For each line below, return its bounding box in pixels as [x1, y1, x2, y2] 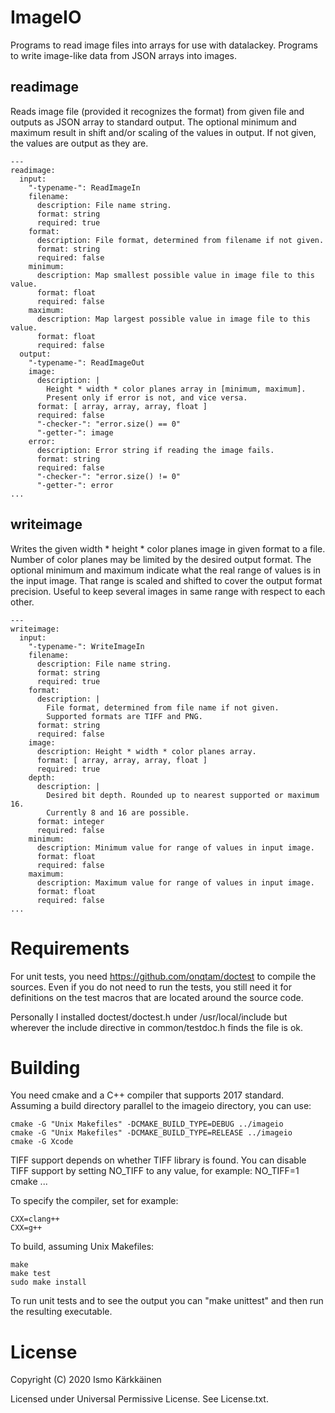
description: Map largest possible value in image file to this [36, 314, 311, 324]
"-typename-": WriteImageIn [28, 641, 145, 651]
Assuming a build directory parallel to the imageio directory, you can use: [10, 1100, 312, 1112]
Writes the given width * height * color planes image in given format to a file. [10, 542, 326, 555]
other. [10, 596, 35, 608]
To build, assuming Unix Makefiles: [10, 1241, 155, 1253]
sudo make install [10, 1277, 87, 1288]
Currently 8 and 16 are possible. [46, 807, 190, 818]
